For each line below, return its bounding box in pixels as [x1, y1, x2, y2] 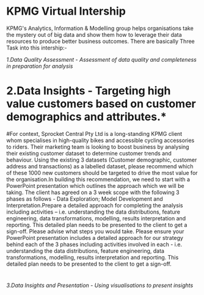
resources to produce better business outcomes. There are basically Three [6, 37, 195, 45]
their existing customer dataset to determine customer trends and [6, 149, 172, 157]
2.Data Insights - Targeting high [6, 84, 171, 98]
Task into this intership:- [6, 44, 67, 51]
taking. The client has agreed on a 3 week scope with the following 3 [6, 189, 180, 196]
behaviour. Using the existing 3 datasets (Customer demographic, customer [6, 156, 197, 163]
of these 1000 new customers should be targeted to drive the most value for [6, 169, 198, 176]
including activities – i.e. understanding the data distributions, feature [6, 208, 181, 215]
